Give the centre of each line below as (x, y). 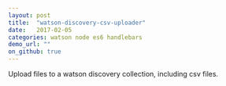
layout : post (30, 15)
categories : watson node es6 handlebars (76, 37)
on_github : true (35, 52)
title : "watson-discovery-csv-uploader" (77, 23)
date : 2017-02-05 (40, 30)
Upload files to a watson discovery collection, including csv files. (113, 74)
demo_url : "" (30, 45)
